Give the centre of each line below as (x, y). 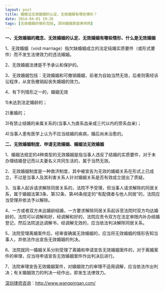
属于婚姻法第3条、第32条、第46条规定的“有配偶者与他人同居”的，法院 (84, 194)
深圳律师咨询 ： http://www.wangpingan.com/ (50, 283)
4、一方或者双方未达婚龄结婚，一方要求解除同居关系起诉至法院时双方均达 (80, 211)
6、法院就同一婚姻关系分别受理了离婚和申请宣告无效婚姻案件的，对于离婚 (80, 250)
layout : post (18, 10)
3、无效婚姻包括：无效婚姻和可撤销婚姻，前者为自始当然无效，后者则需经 (80, 75)
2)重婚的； (16, 113)
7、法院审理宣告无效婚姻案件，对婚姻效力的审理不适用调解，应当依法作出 (79, 266)
